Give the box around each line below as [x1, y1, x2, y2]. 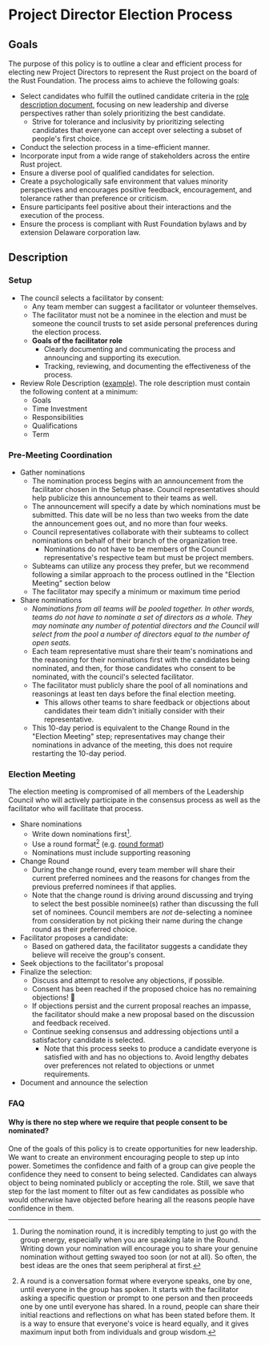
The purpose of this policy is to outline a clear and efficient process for [8, 59, 243, 68]
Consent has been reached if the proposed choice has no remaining [31, 984, 257, 993]
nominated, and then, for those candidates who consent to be [31, 663, 236, 672]
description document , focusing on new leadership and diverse [19, 100, 229, 109]
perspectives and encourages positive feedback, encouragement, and [19, 185, 252, 194]
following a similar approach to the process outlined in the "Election [31, 569, 255, 579]
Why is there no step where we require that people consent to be [8, 1117, 228, 1127]
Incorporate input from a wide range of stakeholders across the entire [19, 151, 251, 160]
